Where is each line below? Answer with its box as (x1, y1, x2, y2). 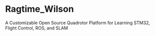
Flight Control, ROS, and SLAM (5, 25, 68, 31)
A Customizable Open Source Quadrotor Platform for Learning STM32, (5, 20, 151, 26)
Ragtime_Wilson (5, 3, 74, 15)
